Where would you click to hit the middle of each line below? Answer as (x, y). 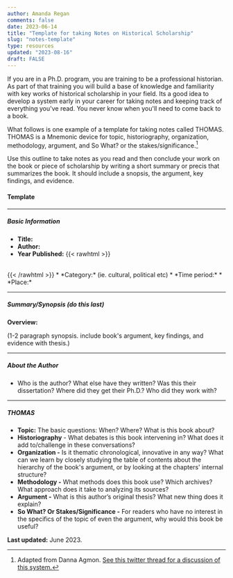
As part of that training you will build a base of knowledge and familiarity (111, 86)
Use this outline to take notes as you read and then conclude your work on (114, 159)
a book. (18, 116)
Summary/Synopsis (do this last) (56, 304)
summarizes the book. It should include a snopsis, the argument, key (105, 173)
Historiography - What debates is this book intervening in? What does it (120, 438)
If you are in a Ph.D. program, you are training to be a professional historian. (115, 79)
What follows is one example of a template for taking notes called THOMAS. (115, 129)
